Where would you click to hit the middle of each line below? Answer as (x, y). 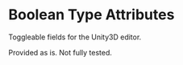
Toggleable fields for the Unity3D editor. (75, 37)
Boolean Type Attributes (91, 15)
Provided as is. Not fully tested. (60, 52)
